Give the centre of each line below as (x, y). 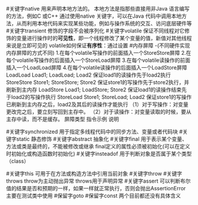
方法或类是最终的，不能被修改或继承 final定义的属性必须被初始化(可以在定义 (98, 146)
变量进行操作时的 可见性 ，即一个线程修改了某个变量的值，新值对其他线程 (104, 38)
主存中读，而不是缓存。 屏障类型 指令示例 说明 (62, 119)
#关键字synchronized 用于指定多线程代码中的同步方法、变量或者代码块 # (94, 132)
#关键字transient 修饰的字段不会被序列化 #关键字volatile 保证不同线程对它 (95, 31)
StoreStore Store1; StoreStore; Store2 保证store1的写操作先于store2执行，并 (98, 82)
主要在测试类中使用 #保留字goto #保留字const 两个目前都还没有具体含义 (93, 196)
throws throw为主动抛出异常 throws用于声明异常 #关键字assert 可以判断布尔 (98, 181)
